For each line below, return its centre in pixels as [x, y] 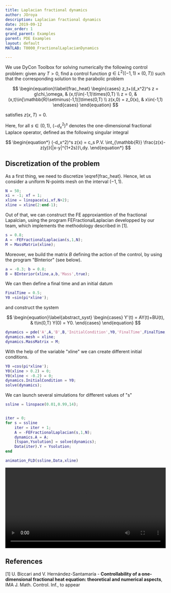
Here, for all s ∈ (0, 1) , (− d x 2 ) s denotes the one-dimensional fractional [78, 126]
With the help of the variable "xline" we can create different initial [74, 351]
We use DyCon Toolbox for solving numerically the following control [76, 67]
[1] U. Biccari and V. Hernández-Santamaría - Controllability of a [73, 574]
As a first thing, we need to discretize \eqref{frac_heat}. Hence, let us [78, 176]
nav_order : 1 [19, 29]
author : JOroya [21, 15]
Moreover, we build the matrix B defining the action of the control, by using [84, 254]
